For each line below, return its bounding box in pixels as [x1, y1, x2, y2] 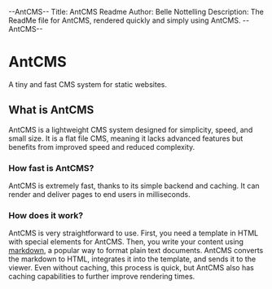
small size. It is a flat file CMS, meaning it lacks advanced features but [8, 134, 243, 143]
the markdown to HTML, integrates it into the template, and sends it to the [8, 254, 257, 264]
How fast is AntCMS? [8, 162, 94, 173]
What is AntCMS [8, 103, 94, 117]
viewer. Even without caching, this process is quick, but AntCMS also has [8, 263, 254, 273]
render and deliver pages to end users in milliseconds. [8, 190, 191, 199]
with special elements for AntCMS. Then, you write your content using [8, 237, 244, 247]
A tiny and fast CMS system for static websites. [8, 79, 167, 89]
